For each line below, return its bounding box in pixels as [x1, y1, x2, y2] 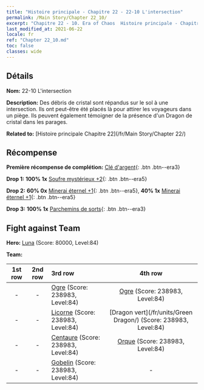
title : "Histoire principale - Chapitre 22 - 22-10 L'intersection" [6, 9, 183, 15]
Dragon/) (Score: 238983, [113, 316, 189, 324]
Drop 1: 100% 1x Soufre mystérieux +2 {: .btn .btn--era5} [6, 176, 148, 183]
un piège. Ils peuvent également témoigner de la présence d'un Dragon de [6, 112, 192, 119]
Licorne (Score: [51, 308, 96, 316]
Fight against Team [6, 223, 81, 233]
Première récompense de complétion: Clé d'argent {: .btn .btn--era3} [6, 163, 180, 171]
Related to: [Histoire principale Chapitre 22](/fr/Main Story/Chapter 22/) [6, 130, 186, 137]
